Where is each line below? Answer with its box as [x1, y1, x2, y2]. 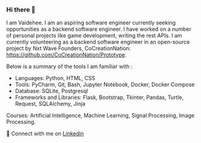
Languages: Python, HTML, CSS [14, 75, 95, 82]
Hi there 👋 [6, 5, 36, 14]
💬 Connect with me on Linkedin [6, 130, 84, 138]
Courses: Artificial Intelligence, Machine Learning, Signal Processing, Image [6, 112, 195, 119]
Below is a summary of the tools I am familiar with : [6, 63, 133, 70]
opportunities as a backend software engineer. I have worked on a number [6, 25, 192, 33]
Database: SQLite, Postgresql [14, 87, 89, 95]
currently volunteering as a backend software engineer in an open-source [6, 39, 190, 46]
